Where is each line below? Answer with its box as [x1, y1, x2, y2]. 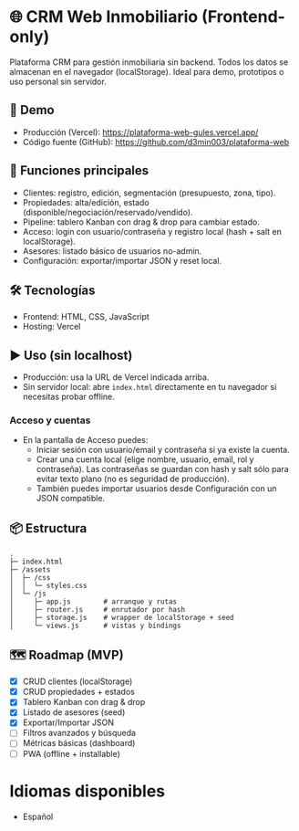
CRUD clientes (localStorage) [22, 676, 133, 687]
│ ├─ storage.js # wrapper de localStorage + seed [9, 614, 234, 623]
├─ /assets [9, 565, 51, 574]
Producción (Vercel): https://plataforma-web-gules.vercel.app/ [22, 126, 259, 138]
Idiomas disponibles [9, 781, 166, 801]
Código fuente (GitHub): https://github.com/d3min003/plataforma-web [22, 136, 290, 147]
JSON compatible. [36, 493, 106, 504]
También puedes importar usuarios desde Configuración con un [36, 483, 277, 494]
